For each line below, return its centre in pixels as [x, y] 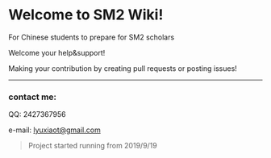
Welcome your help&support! [57, 52]
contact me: [33, 97]
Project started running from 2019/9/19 [92, 146]
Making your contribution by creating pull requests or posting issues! [123, 68]
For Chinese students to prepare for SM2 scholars [92, 37]
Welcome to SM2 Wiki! [86, 15]
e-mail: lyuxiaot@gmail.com [54, 130]
